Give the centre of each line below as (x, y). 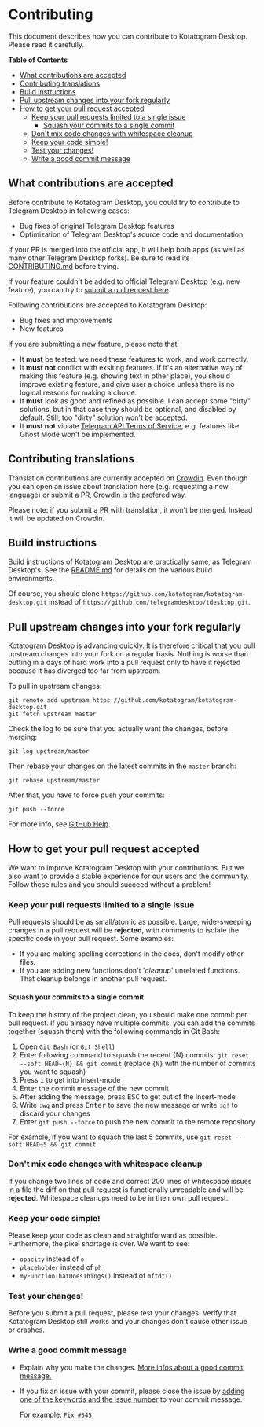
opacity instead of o (52, 1259)
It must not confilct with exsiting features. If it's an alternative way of (131, 367)
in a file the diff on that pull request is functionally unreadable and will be (126, 1190)
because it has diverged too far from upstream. (84, 671)
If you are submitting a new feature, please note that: (93, 344)
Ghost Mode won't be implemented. (77, 434)
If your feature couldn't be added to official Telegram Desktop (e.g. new (124, 281)
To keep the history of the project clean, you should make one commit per (128, 1014)
